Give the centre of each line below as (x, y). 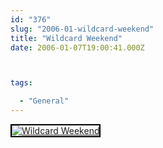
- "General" (44, 101)
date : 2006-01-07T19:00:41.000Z (77, 47)
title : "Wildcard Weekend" (66, 38)
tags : (21, 83)
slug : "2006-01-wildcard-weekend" (82, 29)
